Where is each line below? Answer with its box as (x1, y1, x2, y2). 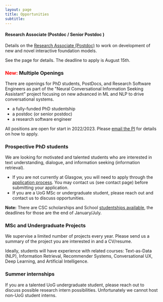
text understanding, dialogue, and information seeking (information (5, 160, 140, 165)
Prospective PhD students (5, 143, 69, 150)
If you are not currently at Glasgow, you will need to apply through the (12, 174, 153, 180)
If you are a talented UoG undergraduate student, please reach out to (5, 282, 144, 288)
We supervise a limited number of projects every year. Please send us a (5, 233, 150, 239)
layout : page (5, 7, 32, 12)
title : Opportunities (5, 12, 49, 17)
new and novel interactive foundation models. (5, 48, 97, 54)
